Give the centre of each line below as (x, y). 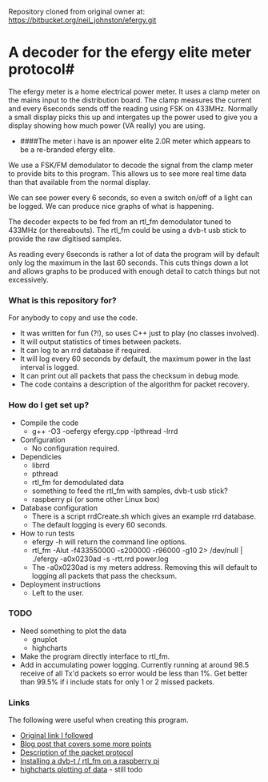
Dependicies (40, 456)
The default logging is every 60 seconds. (100, 524)
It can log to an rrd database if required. (86, 351)
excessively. (29, 279)
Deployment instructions (60, 584)
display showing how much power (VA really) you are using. (107, 125)
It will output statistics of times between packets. (100, 342)
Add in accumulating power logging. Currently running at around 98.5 (134, 664)
